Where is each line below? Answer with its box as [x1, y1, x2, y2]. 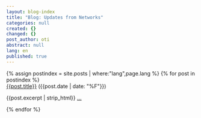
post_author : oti [6, 37, 50, 43]
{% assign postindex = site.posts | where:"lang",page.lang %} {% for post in [6, 69, 196, 77]
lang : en [6, 48, 28, 54]
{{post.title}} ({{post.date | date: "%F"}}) [6, 82, 107, 90]
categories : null [6, 20, 50, 26]
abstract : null [6, 43, 45, 49]
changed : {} [6, 31, 36, 37]
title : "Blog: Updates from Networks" [6, 14, 104, 20]
